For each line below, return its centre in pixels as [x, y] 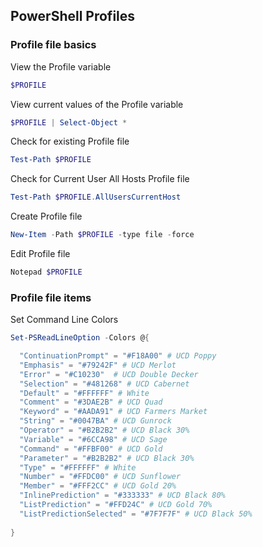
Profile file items [51, 297]
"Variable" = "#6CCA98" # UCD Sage [93, 439]
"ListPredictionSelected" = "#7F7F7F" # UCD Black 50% [136, 514]
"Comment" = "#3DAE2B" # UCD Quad [91, 402]
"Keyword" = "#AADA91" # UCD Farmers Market [113, 412]
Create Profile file [46, 216]
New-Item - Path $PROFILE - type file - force [102, 235]
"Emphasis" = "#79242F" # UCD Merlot [98, 365]
